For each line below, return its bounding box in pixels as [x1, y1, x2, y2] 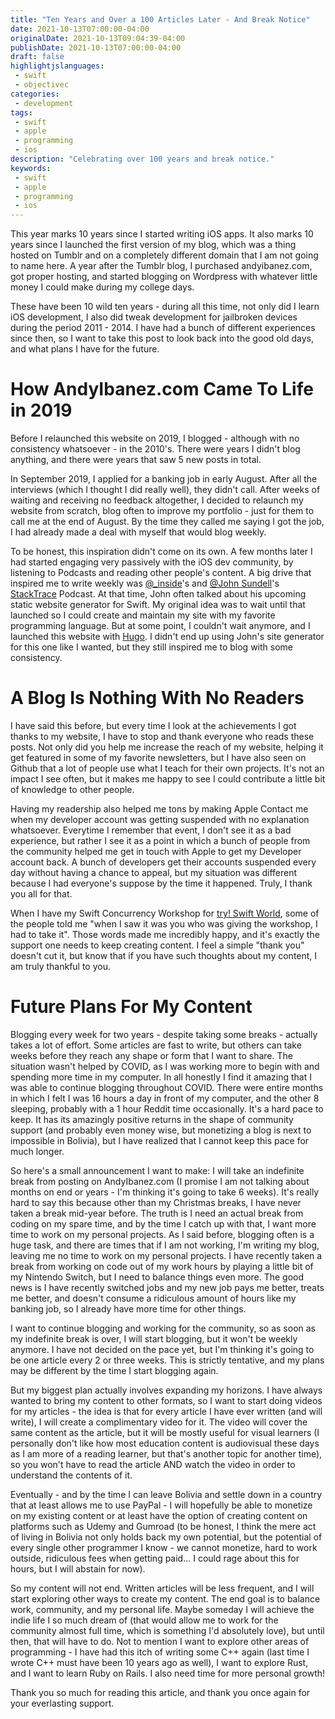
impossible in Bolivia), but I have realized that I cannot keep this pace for [10, 1134, 310, 1146]
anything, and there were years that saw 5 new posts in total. [10, 454, 262, 466]
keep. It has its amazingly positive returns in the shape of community [10, 1113, 294, 1125]
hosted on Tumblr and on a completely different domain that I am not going [10, 249, 319, 261]
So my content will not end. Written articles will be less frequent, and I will [10, 1582, 315, 1594]
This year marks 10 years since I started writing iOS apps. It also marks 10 [10, 228, 314, 240]
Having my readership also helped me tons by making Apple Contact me [10, 803, 309, 815]
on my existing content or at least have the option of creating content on [10, 1509, 308, 1521]
